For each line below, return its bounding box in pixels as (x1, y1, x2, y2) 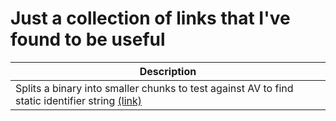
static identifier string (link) (15, 93, 143, 107)
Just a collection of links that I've (10, 7, 291, 30)
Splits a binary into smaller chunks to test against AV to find (15, 81, 294, 95)
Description (139, 64, 197, 78)
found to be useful (10, 28, 166, 51)
